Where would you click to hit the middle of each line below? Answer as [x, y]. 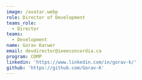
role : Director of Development [46, 17]
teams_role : [21, 23]
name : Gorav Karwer [31, 46]
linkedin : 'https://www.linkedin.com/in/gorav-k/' [72, 62]
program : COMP [24, 57]
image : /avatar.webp [32, 12]
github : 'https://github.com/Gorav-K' [55, 68]
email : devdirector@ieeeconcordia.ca [54, 51]
